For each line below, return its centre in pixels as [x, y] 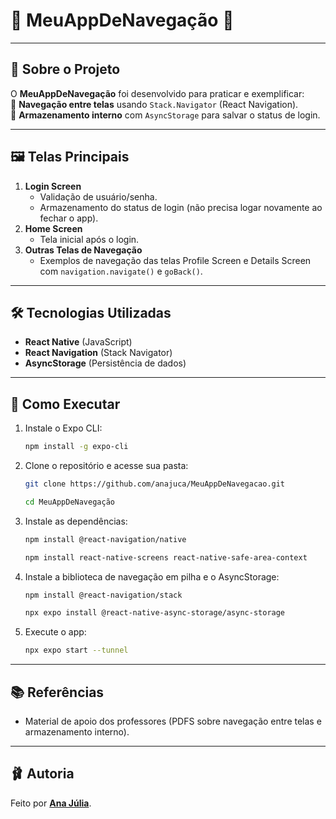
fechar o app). [69, 218]
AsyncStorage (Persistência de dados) [105, 363]
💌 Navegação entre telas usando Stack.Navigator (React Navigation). [154, 104]
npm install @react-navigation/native [105, 539]
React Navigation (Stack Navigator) [98, 353]
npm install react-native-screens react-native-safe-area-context [166, 557]
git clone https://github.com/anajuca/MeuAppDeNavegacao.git [155, 484]
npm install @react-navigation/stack [103, 595]
